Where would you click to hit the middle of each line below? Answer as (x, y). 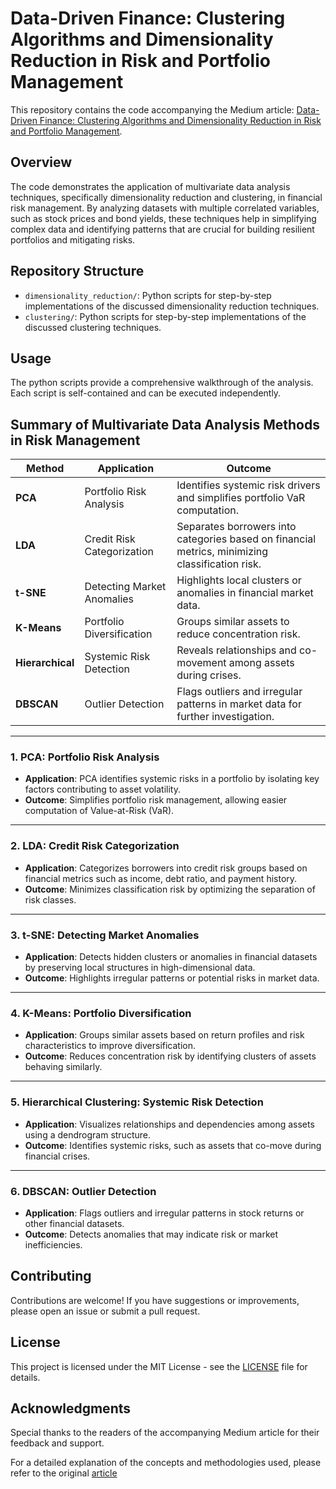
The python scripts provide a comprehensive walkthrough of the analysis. (162, 383)
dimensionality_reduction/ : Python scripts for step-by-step (148, 295)
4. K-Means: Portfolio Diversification (101, 1013)
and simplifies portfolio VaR (241, 498)
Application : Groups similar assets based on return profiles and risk (164, 1035)
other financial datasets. (74, 1223)
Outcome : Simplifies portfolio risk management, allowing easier (156, 800)
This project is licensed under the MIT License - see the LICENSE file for (159, 1366)
